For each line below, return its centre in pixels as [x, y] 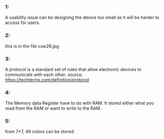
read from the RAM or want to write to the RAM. [53, 108]
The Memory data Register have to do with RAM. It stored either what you [80, 103]
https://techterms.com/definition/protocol [47, 80]
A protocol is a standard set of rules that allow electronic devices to [73, 69]
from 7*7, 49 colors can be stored [40, 132]
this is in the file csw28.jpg [32, 46]
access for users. [23, 23]
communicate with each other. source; [44, 74]
